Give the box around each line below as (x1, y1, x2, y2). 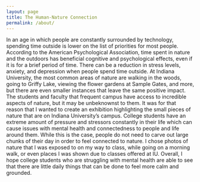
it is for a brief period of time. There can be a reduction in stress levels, (6, 61, 181, 69)
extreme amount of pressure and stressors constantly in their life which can (6, 119, 192, 126)
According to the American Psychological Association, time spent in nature (6, 49, 190, 56)
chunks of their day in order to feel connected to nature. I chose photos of (6, 138, 189, 145)
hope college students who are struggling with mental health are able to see (6, 156, 193, 164)
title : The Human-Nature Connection (6, 14, 97, 20)
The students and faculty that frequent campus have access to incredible (6, 93, 187, 100)
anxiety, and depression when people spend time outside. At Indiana (6, 68, 175, 75)
